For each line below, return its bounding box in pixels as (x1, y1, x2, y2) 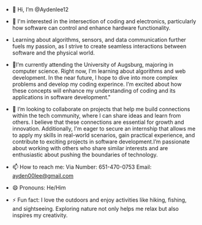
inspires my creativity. (12, 212, 68, 219)
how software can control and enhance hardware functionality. (12, 25, 171, 31)
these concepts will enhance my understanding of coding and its (12, 87, 176, 94)
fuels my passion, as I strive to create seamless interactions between (12, 43, 187, 50)
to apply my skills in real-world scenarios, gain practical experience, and (12, 132, 195, 139)
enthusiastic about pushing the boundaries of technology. (12, 151, 158, 158)
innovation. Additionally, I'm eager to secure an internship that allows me (12, 125, 196, 132)
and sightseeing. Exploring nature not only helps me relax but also (12, 205, 179, 212)
